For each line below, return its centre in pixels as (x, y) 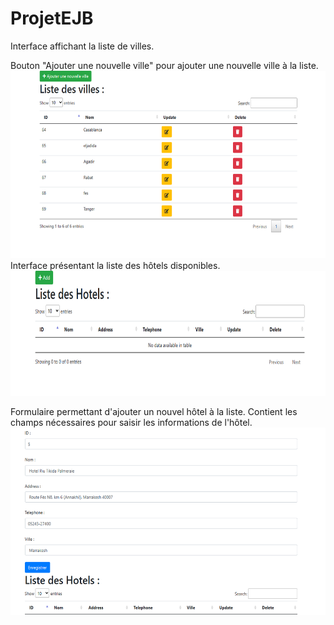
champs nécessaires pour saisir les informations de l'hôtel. (131, 422)
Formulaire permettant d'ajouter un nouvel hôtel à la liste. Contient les (154, 411)
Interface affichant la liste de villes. (82, 46)
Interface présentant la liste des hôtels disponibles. (115, 265)
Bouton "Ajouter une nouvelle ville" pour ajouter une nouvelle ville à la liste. (164, 65)
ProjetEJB (52, 18)
